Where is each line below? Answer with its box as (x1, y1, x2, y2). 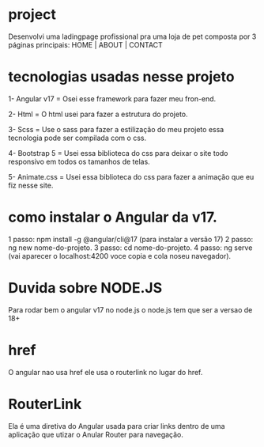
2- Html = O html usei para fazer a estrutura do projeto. (8, 109, 188, 119)
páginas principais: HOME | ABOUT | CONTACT (8, 40, 164, 49)
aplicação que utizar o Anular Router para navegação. (8, 430, 184, 439)
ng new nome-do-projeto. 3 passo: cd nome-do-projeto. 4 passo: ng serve (8, 243, 253, 252)
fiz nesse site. (8, 180, 54, 190)
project (8, 6, 57, 24)
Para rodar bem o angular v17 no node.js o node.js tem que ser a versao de (8, 305, 253, 314)
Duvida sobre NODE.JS (8, 279, 163, 297)
